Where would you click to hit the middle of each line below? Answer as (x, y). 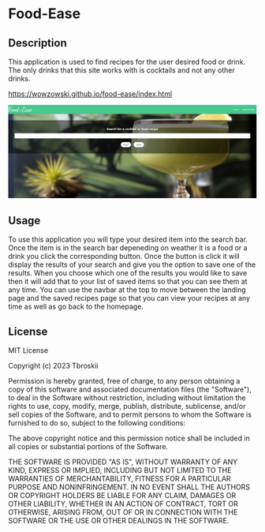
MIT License (28, 350)
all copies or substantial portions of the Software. (88, 447)
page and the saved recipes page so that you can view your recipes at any (129, 298)
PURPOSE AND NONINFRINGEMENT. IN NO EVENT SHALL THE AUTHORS (129, 487)
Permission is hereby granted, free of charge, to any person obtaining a (124, 381)
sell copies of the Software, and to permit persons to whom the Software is (130, 414)
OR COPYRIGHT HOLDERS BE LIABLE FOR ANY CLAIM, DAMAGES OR (122, 496)
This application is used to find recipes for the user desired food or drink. (127, 62)
